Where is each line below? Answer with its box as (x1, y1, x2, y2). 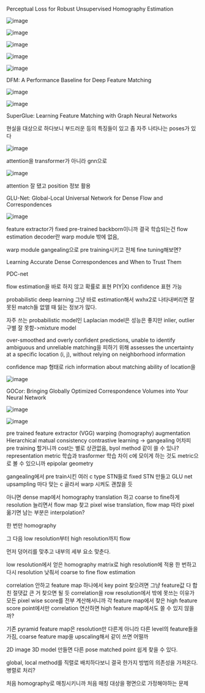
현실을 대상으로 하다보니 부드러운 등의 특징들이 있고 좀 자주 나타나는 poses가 (6, 125, 190, 132)
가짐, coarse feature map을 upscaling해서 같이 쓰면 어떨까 (6, 633, 149, 640)
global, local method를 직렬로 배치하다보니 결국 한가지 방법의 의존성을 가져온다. (6, 659, 198, 666)
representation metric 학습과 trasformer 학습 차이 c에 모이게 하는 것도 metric (6, 452, 194, 459)
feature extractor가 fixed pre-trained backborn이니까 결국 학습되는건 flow (6, 225, 188, 232)
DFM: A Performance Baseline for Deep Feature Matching (6, 77, 152, 83)
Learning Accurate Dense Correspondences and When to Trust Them (6, 259, 182, 265)
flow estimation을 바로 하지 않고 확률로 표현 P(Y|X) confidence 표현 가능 (6, 283, 182, 290)
